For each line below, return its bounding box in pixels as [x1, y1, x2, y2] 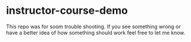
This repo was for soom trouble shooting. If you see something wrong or [6, 23, 181, 30]
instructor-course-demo [6, 4, 128, 17]
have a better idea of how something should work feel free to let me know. [6, 29, 186, 36]
